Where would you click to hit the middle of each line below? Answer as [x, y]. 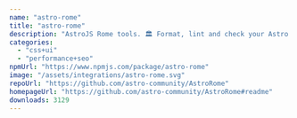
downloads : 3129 [39, 100]
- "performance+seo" [55, 59]
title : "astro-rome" [48, 26]
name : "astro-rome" [45, 17]
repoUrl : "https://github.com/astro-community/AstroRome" [119, 83]
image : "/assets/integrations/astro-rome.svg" [97, 75]
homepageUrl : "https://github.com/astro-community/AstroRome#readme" [141, 91]
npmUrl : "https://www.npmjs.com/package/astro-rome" [109, 67]
